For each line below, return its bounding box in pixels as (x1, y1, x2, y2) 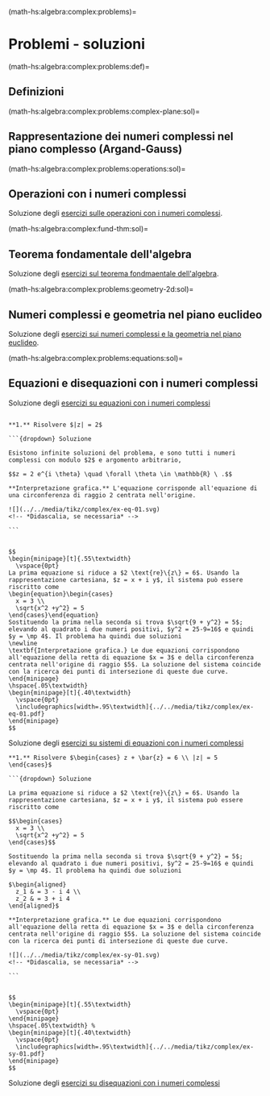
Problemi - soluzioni (8, 35, 146, 53)
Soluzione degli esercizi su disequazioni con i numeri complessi (8, 1077, 220, 1087)
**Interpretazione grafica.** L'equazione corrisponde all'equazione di (8, 484, 258, 492)
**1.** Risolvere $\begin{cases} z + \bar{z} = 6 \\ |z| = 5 (8, 753, 218, 762)
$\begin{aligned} (8, 880, 67, 889)
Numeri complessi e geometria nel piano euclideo (8, 308, 263, 322)
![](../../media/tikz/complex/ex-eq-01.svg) (8, 505, 160, 513)
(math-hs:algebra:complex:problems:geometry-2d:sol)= (8, 284, 194, 294)
